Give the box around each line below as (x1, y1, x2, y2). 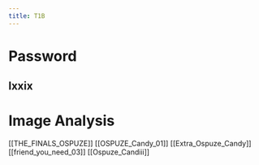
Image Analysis (8, 111, 115, 130)
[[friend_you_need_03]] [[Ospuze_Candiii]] (8, 147, 150, 157)
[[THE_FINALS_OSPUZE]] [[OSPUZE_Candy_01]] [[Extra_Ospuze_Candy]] (8, 139, 252, 149)
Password (8, 46, 77, 65)
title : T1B (8, 11, 45, 20)
